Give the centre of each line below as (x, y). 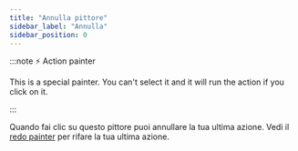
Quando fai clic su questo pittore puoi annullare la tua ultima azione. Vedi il (149, 127)
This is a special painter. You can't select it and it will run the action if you (147, 82)
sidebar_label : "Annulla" (58, 26)
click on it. (29, 92)
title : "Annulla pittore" (58, 18)
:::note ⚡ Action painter (52, 61)
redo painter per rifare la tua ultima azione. (90, 136)
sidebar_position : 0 (49, 35)
